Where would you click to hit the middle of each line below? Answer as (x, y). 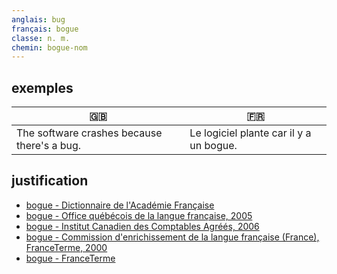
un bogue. (213, 146)
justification (50, 181)
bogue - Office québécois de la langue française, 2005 (139, 215)
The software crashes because (89, 133)
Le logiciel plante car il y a (250, 133)
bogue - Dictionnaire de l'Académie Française (120, 205)
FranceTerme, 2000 (66, 247)
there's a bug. (49, 146)
